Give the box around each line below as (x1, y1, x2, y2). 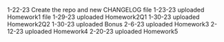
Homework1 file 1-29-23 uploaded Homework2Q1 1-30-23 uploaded (7, 13, 200, 21)
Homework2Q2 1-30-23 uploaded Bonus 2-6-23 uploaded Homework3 (7, 20, 210, 28)
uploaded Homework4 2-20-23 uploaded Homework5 (25, 27, 179, 35)
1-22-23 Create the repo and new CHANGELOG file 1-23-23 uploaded (7, 6, 205, 14)
